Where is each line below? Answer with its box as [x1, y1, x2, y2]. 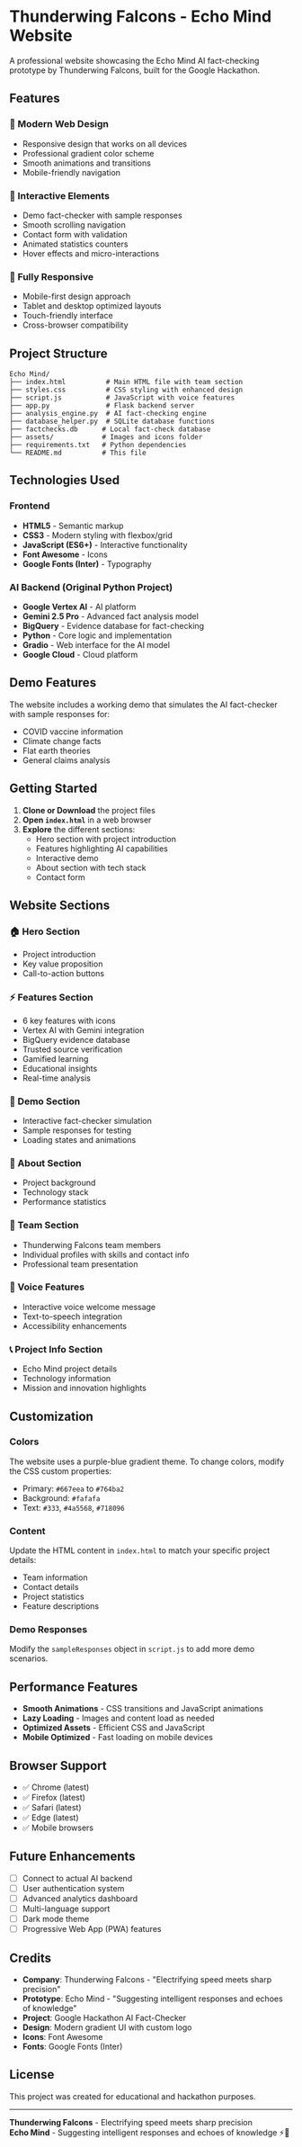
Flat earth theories [22, 745, 92, 756]
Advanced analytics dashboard [22, 1892, 138, 1904]
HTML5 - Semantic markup [22, 520, 124, 531]
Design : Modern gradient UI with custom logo [22, 2022, 192, 2033]
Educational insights [22, 1063, 98, 1073]
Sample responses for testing [22, 1125, 132, 1136]
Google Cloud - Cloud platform [22, 650, 138, 660]
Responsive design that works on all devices [22, 138, 187, 149]
